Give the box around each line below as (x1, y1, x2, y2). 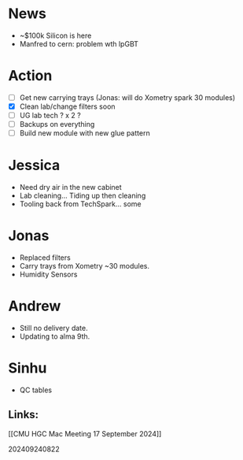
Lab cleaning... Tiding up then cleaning (19, 191, 146, 201)
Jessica (8, 157, 61, 174)
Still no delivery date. (19, 324, 88, 332)
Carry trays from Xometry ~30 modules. (19, 262, 150, 271)
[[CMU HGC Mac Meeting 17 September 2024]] (8, 428, 162, 438)
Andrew (8, 297, 61, 315)
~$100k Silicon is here (19, 31, 92, 40)
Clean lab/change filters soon (19, 102, 116, 111)
